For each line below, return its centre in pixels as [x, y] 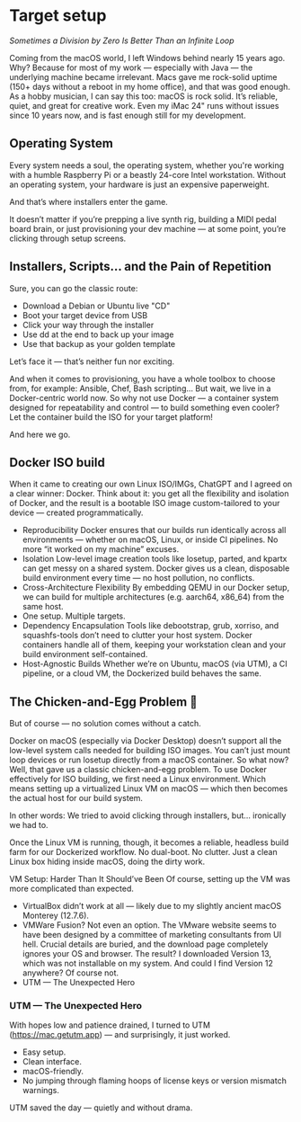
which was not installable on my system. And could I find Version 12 [148, 964]
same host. [43, 607]
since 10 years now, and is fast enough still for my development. [128, 115]
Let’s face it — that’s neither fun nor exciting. [92, 361]
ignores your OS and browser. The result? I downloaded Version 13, [147, 954]
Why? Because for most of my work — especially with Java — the [131, 67]
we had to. [29, 825]
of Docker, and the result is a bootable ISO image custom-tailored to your [145, 503]
